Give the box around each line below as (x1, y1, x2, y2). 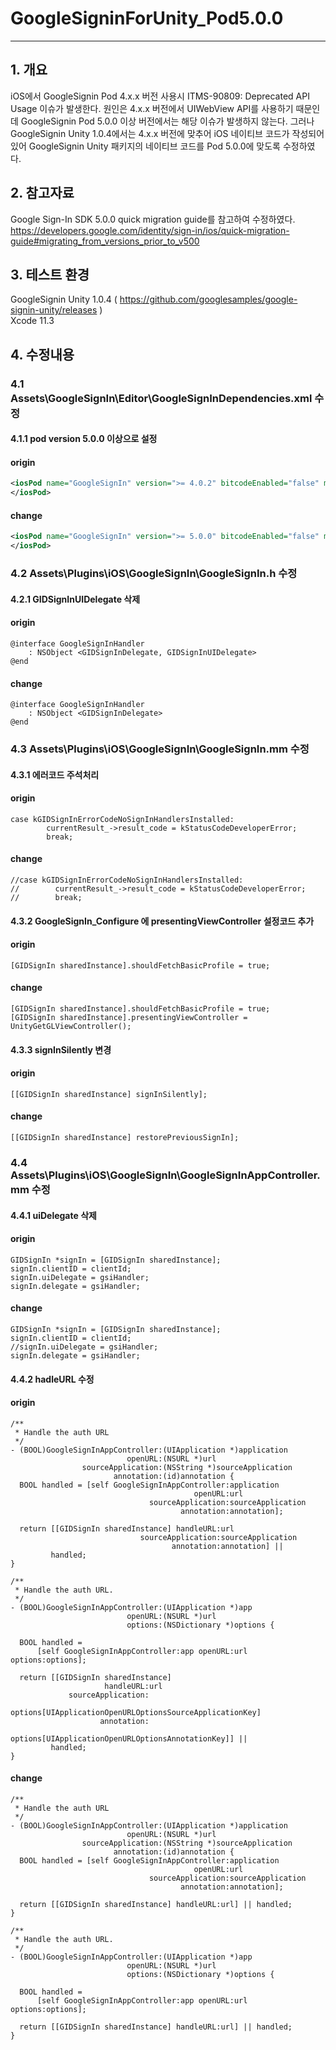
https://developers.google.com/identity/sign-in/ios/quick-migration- (10, 224, 290, 236)
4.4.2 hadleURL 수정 (10, 1373, 95, 1385)
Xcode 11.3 (10, 315, 55, 327)
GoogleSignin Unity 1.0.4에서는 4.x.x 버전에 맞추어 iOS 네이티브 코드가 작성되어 (10, 127, 325, 139)
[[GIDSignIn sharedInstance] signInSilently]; (10, 1089, 208, 1099)
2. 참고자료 (10, 185, 75, 202)
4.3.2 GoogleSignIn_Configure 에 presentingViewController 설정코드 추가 (10, 915, 315, 927)
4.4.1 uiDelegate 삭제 (10, 1209, 97, 1221)
